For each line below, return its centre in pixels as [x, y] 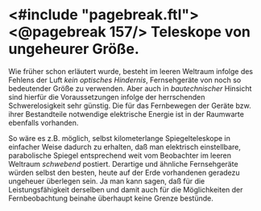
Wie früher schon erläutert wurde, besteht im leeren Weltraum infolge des [131, 71]
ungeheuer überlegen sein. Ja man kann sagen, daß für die [107, 181]
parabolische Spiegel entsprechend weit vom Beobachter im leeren [120, 155]
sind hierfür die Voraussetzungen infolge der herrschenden [107, 97]
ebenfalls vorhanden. [43, 122]
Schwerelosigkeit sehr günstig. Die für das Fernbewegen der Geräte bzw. [130, 105]
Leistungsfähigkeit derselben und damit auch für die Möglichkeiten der [126, 189]
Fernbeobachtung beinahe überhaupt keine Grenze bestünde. [111, 198]
